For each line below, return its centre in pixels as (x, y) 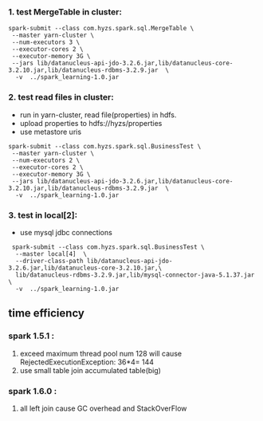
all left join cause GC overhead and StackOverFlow (103, 408)
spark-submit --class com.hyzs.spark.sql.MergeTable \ (101, 29)
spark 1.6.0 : (33, 391)
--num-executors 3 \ (46, 42)
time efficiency (47, 313)
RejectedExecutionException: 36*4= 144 (86, 362)
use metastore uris (51, 132)
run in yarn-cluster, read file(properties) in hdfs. (98, 115)
